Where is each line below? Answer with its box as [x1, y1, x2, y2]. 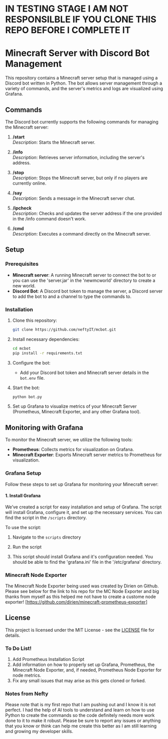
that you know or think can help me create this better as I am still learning [5, 723, 157, 729]
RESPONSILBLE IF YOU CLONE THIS [5, 14, 156, 25]
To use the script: [5, 524, 42, 530]
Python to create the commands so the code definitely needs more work [5, 712, 155, 718]
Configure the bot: [12, 359, 51, 365]
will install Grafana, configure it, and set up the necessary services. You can [5, 509, 162, 515]
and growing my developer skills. [5, 728, 74, 734]
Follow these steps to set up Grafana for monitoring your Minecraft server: [5, 481, 159, 487]
